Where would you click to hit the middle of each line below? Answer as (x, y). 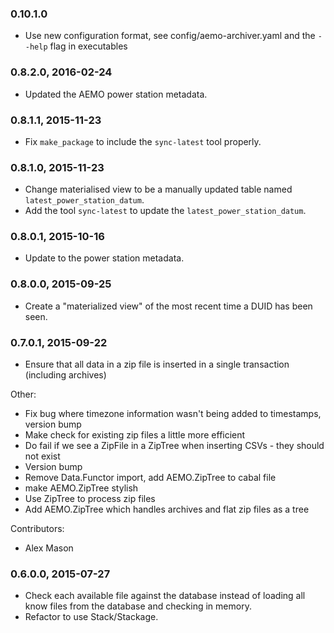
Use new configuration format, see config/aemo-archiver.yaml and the (170, 36)
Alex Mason (49, 548)
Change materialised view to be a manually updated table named (158, 189)
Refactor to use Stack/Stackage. (91, 617)
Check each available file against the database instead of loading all (165, 596)
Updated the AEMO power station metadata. (116, 94)
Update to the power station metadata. (104, 258)
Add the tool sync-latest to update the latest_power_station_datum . (165, 211)
